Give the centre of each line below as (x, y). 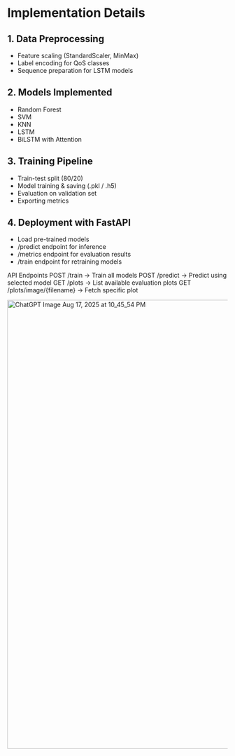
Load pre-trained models (53, 239)
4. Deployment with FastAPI (69, 223)
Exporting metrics (43, 201)
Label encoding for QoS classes (63, 63)
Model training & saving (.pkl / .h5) (67, 185)
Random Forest (39, 109)
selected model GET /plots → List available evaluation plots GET (99, 283)
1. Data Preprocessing (56, 39)
